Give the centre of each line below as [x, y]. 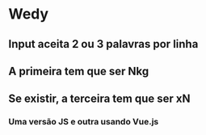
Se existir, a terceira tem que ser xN [100, 99]
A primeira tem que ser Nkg [79, 71]
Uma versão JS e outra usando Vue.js [84, 122]
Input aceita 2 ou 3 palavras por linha [103, 44]
